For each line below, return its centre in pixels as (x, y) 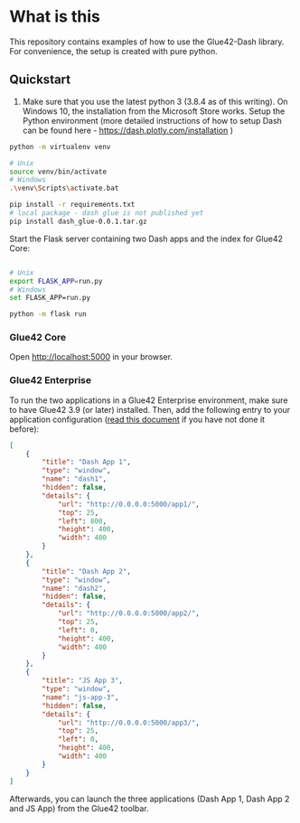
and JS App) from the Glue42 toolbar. (79, 808)
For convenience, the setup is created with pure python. (114, 51)
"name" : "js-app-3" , (80, 697)
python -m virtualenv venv (60, 146)
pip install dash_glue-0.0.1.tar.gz (78, 221)
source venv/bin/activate (58, 172)
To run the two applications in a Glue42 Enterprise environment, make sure (149, 400)
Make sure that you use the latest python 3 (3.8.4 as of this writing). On (155, 101)
